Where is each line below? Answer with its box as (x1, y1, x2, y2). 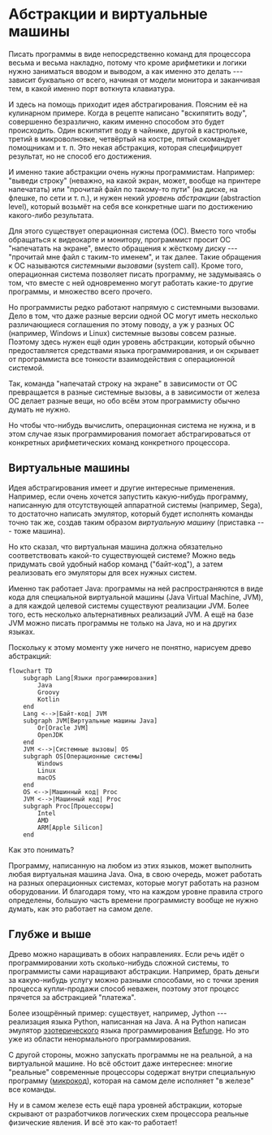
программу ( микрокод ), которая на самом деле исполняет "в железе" (8, 1076, 254, 1085)
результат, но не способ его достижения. (8, 151, 153, 161)
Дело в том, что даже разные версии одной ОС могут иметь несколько (8, 311, 258, 321)
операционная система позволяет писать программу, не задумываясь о (8, 269, 261, 279)
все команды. (8, 1084, 57, 1094)
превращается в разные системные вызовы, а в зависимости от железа (8, 387, 261, 397)
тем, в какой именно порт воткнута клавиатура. (8, 83, 175, 94)
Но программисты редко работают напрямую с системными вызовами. (8, 302, 260, 312)
